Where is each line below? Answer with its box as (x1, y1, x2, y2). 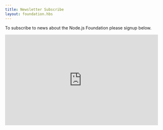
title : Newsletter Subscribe (5, 7, 64, 12)
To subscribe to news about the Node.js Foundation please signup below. (5, 25, 152, 30)
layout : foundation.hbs (5, 12, 53, 16)
